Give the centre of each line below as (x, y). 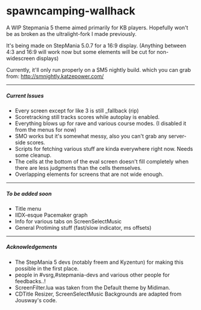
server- (177, 136)
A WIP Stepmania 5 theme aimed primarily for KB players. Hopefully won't (97, 28)
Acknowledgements (32, 247)
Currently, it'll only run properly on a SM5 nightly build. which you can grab (99, 69)
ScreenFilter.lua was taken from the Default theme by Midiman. (92, 287)
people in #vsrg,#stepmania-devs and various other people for (92, 275)
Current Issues (25, 95)
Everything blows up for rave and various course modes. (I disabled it (100, 123)
